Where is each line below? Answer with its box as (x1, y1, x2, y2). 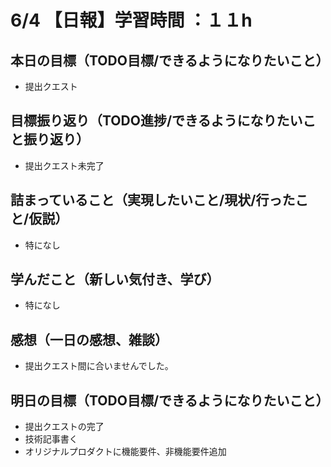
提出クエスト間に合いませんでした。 (24, 360, 174, 372)
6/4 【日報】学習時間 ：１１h (10, 9, 253, 32)
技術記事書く (24, 433, 78, 445)
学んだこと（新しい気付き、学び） (10, 271, 220, 288)
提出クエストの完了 (24, 421, 105, 433)
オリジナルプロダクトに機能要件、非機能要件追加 (24, 446, 227, 458)
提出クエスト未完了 (24, 159, 105, 171)
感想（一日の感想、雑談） (10, 331, 168, 348)
